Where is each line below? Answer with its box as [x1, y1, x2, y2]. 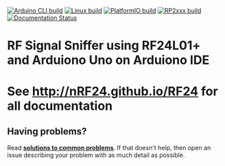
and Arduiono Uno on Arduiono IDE [7, 52, 210, 68]
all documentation [7, 98, 113, 114]
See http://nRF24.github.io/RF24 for [7, 84, 218, 99]
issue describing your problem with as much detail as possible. [7, 151, 185, 159]
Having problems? [7, 126, 87, 137]
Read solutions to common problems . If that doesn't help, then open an [7, 144, 211, 152]
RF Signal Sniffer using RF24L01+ [7, 38, 201, 54]
